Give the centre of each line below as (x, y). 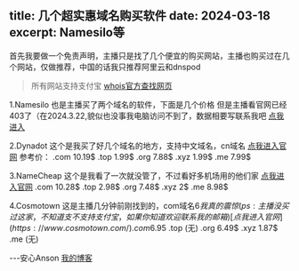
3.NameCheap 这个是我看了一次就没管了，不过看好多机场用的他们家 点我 (143, 175)
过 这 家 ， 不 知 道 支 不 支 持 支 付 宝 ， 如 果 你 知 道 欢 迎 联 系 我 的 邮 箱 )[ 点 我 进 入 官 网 (145, 217)
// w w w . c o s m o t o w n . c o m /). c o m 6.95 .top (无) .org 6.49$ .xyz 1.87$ (158, 227)
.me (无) (24, 239)
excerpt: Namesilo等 (67, 32)
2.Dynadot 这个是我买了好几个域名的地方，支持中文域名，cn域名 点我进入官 (148, 146)
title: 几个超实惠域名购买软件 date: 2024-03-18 (140, 16)
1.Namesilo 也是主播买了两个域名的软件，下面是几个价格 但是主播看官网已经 (148, 104)
